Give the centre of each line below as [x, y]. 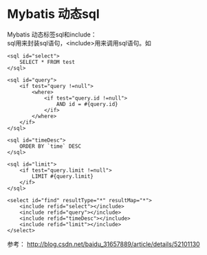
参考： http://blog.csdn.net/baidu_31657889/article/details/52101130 [104, 244]
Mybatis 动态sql [53, 14]
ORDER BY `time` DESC [50, 146]
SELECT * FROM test [47, 62]
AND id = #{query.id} [87, 104]
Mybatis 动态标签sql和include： [52, 34]
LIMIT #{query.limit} [63, 176]
